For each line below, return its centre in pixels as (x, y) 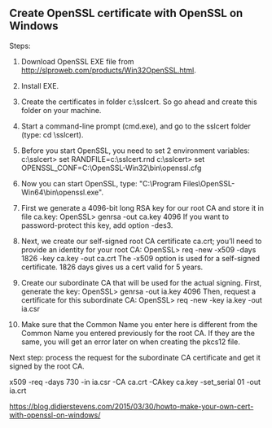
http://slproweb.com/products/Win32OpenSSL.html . (108, 70)
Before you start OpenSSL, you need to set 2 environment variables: (136, 151)
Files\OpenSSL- (209, 183)
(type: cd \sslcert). (52, 134)
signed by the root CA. (47, 366)
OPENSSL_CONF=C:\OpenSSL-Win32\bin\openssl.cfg (111, 168)
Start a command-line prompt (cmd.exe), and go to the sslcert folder (136, 126)
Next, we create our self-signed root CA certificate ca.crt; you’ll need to (141, 241)
